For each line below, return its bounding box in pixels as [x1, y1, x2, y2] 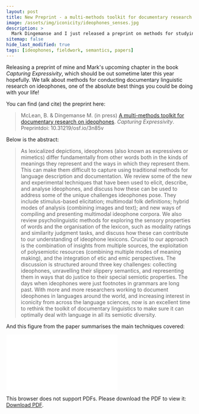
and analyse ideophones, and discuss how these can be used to [20, 185, 178, 192]
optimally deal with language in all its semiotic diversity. [20, 311, 156, 318]
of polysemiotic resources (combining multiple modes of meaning [20, 248, 182, 255]
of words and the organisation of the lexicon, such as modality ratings [20, 223, 191, 230]
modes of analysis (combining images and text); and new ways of [20, 204, 181, 211]
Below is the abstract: [6, 136, 59, 143]
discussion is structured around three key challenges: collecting [20, 260, 177, 267]
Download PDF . [6, 401, 44, 408]
